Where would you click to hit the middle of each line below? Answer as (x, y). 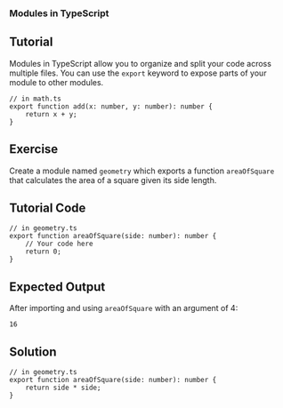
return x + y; (51, 114)
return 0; (44, 252)
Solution (33, 352)
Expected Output (57, 287)
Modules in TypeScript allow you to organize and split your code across (140, 63)
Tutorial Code (48, 208)
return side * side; (63, 388)
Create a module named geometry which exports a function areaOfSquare (142, 171)
